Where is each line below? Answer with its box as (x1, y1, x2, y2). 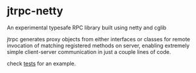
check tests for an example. (7, 60, 76, 67)
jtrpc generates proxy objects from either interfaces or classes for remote (7, 35, 191, 42)
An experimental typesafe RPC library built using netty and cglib (7, 24, 167, 31)
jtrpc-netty (7, 4, 64, 18)
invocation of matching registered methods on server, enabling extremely (7, 42, 190, 49)
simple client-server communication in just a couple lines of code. (7, 48, 171, 55)
